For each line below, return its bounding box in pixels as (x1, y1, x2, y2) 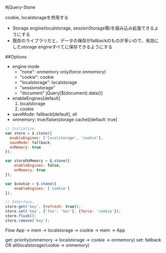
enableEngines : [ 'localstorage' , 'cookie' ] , (9, 135, 103, 140)
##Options (5, 54, 27, 59)
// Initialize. (5, 126, 37, 131)
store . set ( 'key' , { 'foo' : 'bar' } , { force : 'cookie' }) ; (5, 209, 121, 214)
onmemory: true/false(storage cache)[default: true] (12, 117, 118, 122)
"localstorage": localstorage (19, 79, 77, 85)
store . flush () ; (5, 214, 37, 219)
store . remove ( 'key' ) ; (5, 218, 50, 223)
